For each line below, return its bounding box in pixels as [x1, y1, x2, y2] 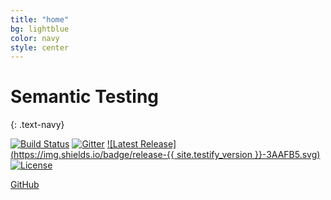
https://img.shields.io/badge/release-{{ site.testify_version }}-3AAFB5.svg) [13, 149, 321, 161]
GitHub [10, 179, 40, 191]
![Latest [106, 138, 139, 150]
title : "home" [10, 14, 70, 25]
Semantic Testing [10, 86, 160, 108]
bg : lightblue [10, 24, 70, 34]
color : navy [10, 33, 60, 43]
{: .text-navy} [10, 119, 65, 131]
